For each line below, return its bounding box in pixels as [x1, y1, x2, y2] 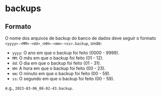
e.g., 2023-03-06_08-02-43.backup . [5, 85, 73, 91]
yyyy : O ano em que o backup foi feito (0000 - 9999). [12, 50, 120, 56]
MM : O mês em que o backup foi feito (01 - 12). [12, 55, 104, 61]
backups [5, 3, 41, 14]
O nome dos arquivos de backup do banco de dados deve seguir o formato [5, 35, 156, 41]
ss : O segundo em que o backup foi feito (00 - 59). [12, 76, 115, 81]
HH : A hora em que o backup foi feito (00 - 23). [12, 65, 106, 71]
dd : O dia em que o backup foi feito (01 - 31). [12, 60, 101, 66]
